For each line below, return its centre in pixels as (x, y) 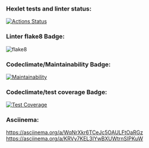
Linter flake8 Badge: (35, 37)
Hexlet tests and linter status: (49, 9)
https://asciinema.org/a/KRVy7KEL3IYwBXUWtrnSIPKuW (74, 139)
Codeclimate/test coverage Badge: (57, 92)
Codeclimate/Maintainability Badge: (58, 64)
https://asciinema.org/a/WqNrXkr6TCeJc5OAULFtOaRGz (74, 132)
